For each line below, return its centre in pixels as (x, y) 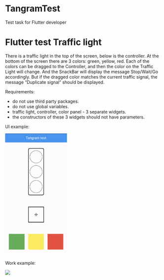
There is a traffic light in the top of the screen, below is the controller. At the (82, 56)
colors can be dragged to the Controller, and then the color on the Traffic (79, 66)
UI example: (17, 126)
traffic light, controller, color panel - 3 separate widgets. (69, 112)
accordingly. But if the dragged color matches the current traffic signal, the (81, 77)
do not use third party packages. (45, 101)
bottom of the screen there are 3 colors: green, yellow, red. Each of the (77, 61)
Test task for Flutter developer (36, 22)
